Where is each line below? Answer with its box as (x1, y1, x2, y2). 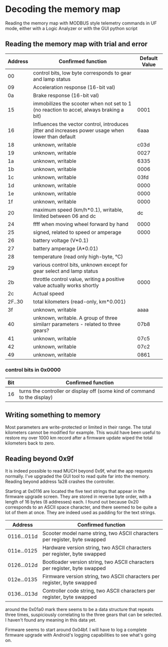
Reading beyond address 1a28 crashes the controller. (5, 478, 115, 484)
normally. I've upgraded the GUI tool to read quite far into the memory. (5, 473, 150, 479)
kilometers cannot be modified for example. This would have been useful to (5, 429, 161, 435)
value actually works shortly (33, 281, 99, 288)
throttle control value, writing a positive (33, 275, 125, 282)
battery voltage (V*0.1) (33, 236, 88, 243)
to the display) (19, 394, 53, 401)
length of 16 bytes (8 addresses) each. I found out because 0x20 (5, 498, 139, 504)
